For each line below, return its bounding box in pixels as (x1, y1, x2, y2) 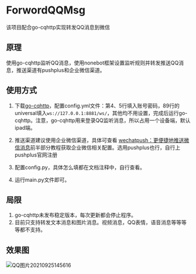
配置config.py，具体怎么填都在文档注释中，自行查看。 (14, 164, 145, 171)
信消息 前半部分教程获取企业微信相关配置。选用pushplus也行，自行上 (14, 144, 180, 151)
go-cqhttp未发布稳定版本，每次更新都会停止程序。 (14, 212, 136, 219)
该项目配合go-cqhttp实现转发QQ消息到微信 (6, 23, 110, 31)
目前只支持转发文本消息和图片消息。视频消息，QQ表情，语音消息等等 (14, 219, 182, 226)
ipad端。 (14, 124, 36, 131)
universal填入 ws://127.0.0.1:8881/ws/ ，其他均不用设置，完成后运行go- (14, 109, 188, 116)
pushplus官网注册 (14, 151, 57, 158)
